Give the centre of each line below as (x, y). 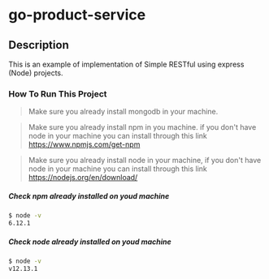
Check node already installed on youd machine (90, 242)
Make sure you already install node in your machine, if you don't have (145, 161)
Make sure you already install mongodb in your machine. (123, 112)
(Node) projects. (36, 73)
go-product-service (77, 15)
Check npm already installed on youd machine (89, 195)
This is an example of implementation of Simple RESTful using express (126, 64)
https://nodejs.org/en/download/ (83, 178)
